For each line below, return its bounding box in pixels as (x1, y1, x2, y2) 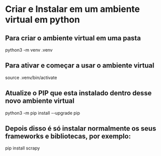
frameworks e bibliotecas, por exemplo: (5, 132, 131, 141)
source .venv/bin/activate (5, 75, 57, 80)
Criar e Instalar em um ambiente (5, 3, 140, 15)
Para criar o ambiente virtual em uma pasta (5, 34, 141, 42)
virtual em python (5, 14, 80, 25)
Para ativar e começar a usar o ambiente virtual (5, 61, 155, 70)
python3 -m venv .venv (5, 47, 53, 53)
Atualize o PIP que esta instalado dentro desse (5, 89, 152, 97)
